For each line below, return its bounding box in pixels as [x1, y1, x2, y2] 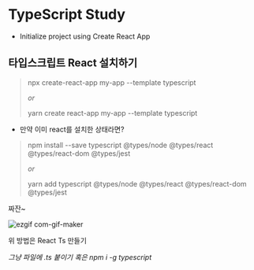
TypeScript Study [8, 6, 126, 24]
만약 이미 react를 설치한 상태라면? [19, 124, 125, 134]
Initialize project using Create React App [19, 31, 151, 41]
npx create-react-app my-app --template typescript [27, 77, 196, 87]
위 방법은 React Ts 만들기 [8, 235, 87, 245]
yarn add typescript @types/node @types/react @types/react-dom [27, 179, 247, 188]
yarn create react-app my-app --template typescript [27, 108, 198, 117]
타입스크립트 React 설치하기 [8, 57, 138, 70]
